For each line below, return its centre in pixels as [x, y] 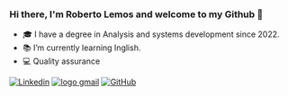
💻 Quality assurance [61, 61]
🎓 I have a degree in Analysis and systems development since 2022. [151, 34]
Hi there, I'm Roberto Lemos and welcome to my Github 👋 [136, 14]
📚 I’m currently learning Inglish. [81, 48]
